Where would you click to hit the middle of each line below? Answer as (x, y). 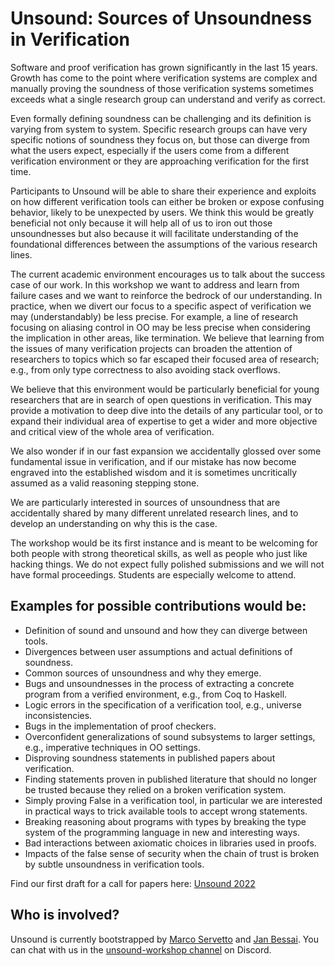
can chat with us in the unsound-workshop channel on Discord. (141, 949)
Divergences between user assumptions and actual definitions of (158, 651)
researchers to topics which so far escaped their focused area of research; (165, 359)
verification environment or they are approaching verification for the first (159, 161)
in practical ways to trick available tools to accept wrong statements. (166, 811)
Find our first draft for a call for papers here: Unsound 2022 (133, 883)
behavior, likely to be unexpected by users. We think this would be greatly (162, 212)
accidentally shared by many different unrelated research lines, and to (154, 513)
